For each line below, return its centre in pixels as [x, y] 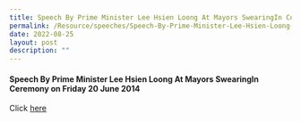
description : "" [39, 51]
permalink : [30, 26]
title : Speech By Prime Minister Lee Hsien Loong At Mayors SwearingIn [146, 17]
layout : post [34, 42]
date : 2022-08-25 [42, 34]
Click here [28, 109]
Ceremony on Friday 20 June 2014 [75, 88]
